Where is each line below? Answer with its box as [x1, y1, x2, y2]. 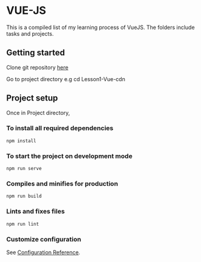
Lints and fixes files [6, 207, 65, 215]
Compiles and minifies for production [6, 180, 118, 188]
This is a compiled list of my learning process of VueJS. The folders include [6, 24, 195, 31]
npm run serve [6, 166, 42, 172]
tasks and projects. [6, 30, 54, 37]
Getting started [6, 48, 65, 58]
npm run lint [6, 221, 39, 227]
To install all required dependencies [6, 124, 114, 133]
